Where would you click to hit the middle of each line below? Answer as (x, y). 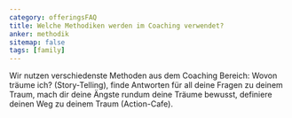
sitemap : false (37, 42)
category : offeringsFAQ (53, 17)
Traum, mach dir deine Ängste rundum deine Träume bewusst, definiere (141, 95)
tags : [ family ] (37, 51)
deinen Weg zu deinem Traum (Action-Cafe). (91, 104)
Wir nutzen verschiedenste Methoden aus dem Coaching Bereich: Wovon (143, 75)
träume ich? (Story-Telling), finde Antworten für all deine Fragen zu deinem (146, 85)
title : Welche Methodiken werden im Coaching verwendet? (117, 26)
